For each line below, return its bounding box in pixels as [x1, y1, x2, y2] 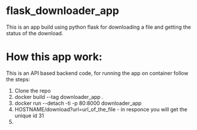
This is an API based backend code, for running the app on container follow [6, 69, 189, 77]
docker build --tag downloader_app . [14, 93, 104, 100]
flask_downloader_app [6, 4, 119, 18]
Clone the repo [14, 87, 51, 94]
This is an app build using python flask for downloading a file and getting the [6, 23, 192, 30]
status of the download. [6, 29, 63, 36]
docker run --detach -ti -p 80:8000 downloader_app [14, 100, 142, 107]
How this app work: [6, 50, 103, 64]
